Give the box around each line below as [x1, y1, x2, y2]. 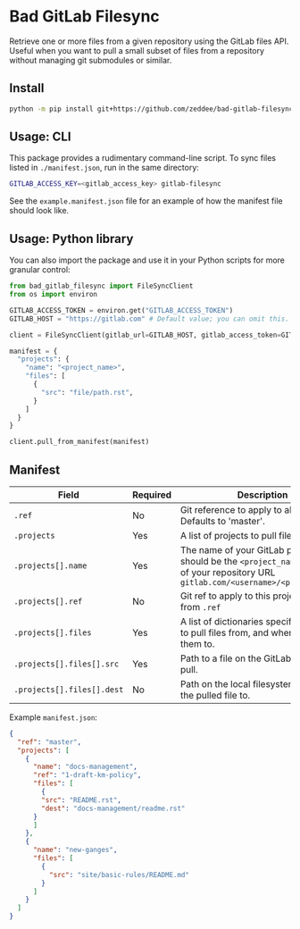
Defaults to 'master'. [179, 515, 266, 527]
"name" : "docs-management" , [32, 762, 138, 772]
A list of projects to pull [179, 529, 277, 541]
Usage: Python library [9, 230, 134, 247]
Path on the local [179, 677, 251, 690]
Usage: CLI [9, 130, 71, 145]
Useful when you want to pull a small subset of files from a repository [9, 45, 265, 55]
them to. [179, 637, 215, 649]
